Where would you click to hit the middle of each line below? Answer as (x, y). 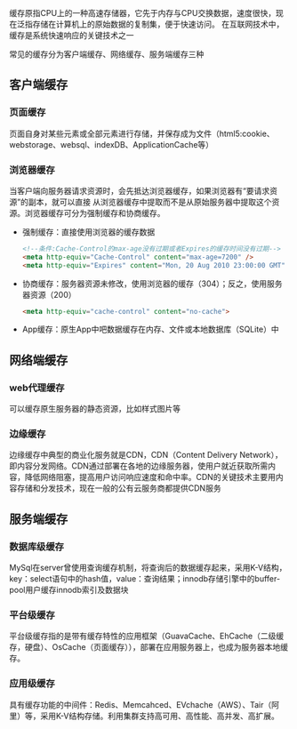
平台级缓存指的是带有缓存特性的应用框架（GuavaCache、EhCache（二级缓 (147, 636)
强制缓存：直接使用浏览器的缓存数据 (88, 232)
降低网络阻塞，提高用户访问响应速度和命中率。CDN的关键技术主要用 (150, 477)
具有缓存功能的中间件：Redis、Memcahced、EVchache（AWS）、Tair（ (140, 704)
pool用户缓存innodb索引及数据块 (69, 590)
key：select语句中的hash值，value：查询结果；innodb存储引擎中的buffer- (145, 579)
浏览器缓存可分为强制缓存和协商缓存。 (95, 212)
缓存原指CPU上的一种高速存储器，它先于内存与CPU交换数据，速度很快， (143, 13)
